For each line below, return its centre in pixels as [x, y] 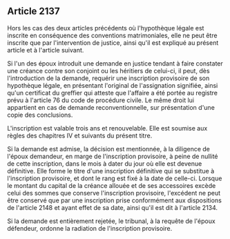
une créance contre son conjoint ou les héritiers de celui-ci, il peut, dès [108, 70]
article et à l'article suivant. [46, 50]
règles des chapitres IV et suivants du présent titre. [80, 135]
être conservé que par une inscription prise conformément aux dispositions [115, 200]
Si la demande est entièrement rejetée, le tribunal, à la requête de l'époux [111, 221]
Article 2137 [33, 11]
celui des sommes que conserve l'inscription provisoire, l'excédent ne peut [114, 193]
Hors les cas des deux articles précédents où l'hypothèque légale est [106, 28]
